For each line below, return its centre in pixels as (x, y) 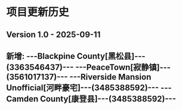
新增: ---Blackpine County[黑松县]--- (76, 56)
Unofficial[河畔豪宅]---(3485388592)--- (83, 88)
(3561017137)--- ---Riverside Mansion (79, 77)
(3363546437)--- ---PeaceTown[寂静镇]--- (89, 67)
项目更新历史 (38, 12)
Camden (22, 99)
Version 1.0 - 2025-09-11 (53, 34)
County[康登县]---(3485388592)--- (108, 99)
